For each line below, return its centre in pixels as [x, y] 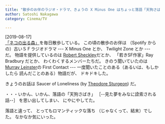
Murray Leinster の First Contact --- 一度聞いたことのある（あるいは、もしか [82, 67]
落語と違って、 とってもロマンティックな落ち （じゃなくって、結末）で [77, 111]
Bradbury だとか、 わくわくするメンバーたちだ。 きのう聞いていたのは [76, 61]
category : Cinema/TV [26, 19]
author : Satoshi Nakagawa [31, 14]
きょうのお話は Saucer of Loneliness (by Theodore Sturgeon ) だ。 [72, 84]
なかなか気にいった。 [36, 117]
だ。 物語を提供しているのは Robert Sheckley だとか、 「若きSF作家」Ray [79, 55]
